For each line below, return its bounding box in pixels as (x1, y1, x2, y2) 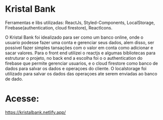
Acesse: (5, 93, 39, 104)
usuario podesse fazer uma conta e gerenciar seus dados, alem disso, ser (5, 39, 154, 45)
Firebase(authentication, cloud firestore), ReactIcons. (5, 24, 113, 30)
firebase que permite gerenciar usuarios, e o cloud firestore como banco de (5, 60, 158, 66)
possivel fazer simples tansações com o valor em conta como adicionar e (5, 45, 153, 50)
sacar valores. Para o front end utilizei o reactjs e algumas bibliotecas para (5, 50, 156, 56)
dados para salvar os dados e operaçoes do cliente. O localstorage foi (5, 65, 147, 72)
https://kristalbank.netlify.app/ (5, 109, 66, 115)
